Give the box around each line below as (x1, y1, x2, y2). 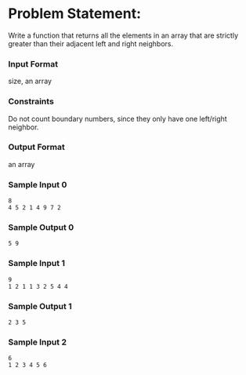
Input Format (8, 58, 59, 69)
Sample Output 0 (8, 222, 74, 233)
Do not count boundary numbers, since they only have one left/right (8, 114, 227, 123)
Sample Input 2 (8, 337, 67, 348)
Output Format (8, 142, 65, 153)
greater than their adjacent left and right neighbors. (8, 38, 174, 48)
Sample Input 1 (8, 258, 65, 269)
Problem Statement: (8, 5, 142, 23)
